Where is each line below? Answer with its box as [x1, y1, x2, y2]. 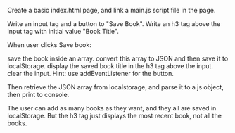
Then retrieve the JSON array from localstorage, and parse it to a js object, [7, 83, 224, 91]
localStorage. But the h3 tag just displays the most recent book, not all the [7, 112, 222, 120]
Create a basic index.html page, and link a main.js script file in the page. [7, 6, 216, 14]
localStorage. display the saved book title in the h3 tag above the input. [7, 62, 213, 70]
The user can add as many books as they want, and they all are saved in [7, 104, 217, 112]
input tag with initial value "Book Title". [7, 27, 120, 35]
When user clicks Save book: [7, 41, 91, 49]
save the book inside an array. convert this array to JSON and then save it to [7, 54, 229, 63]
